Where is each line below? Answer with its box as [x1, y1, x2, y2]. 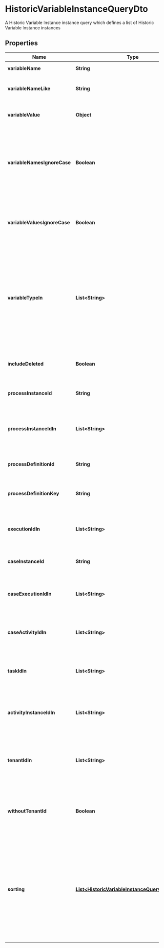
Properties [5, 39, 38, 47]
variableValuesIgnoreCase [7, 219, 70, 226]
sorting [7, 886, 25, 893]
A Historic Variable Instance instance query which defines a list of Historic [5, 20, 154, 25]
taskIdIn [7, 667, 27, 674]
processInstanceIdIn [7, 425, 57, 432]
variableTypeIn [7, 294, 43, 301]
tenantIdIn [7, 757, 32, 763]
